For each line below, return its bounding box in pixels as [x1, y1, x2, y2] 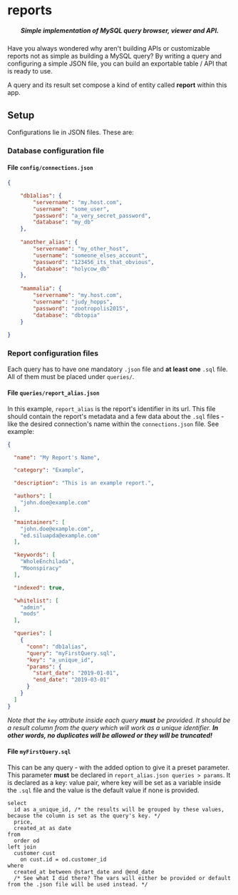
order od [14, 837, 40, 844]
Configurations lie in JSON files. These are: [7, 128, 134, 136]
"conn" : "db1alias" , [26, 643, 88, 650]
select [7, 799, 27, 806]
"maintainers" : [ [14, 518, 66, 526]
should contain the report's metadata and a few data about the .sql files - [7, 412, 224, 420]
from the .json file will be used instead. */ [7, 881, 148, 888]
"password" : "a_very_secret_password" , [33, 212, 152, 219]
